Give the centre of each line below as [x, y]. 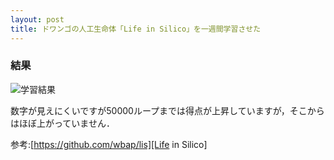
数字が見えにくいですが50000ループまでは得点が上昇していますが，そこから [167, 110]
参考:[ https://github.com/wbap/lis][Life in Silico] [109, 144]
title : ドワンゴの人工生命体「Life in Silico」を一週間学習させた [136, 29]
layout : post [37, 19]
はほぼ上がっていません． [62, 123]
